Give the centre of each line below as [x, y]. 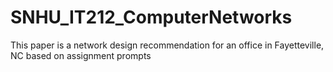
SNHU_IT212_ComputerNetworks [151, 17]
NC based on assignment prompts [81, 55]
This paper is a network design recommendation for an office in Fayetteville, [167, 45]
